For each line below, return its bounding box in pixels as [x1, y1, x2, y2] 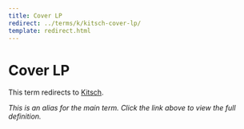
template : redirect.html [8, 26, 91, 34]
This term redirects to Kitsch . [8, 87, 104, 97]
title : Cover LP [8, 11, 62, 20]
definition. [8, 111, 42, 121]
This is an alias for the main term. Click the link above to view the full [8, 103, 236, 113]
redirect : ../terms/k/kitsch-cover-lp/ [8, 19, 142, 27]
